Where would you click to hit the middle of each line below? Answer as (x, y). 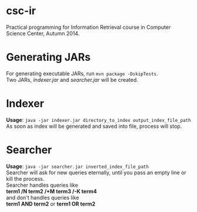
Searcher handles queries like (42, 185)
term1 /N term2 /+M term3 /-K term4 (51, 191)
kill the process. (25, 178)
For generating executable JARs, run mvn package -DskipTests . (82, 73)
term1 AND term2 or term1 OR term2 (51, 204)
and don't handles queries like (43, 197)
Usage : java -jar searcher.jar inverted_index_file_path (77, 166)
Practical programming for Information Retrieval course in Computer (89, 27)
